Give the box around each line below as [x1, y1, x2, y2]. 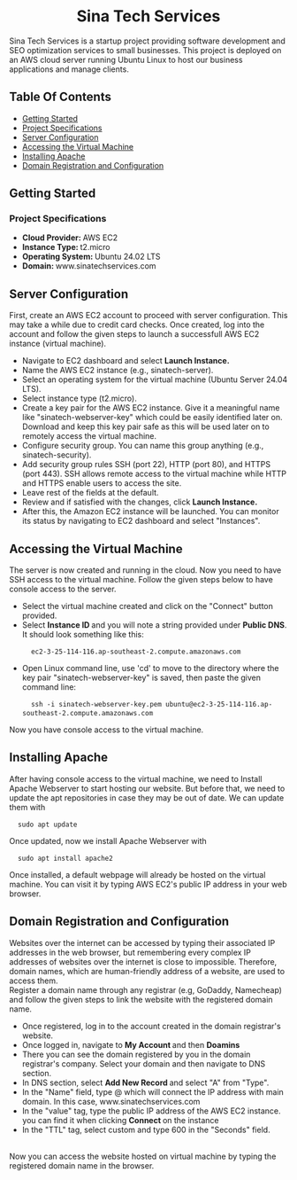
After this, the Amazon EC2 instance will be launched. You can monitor [21, 506, 280, 517]
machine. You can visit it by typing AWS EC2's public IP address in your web [9, 879, 287, 889]
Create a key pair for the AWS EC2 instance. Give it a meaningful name [21, 402, 280, 413]
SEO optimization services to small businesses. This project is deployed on [9, 44, 282, 55]
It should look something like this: [21, 629, 144, 640]
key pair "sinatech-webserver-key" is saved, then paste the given [21, 672, 262, 684]
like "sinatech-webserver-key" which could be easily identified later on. [21, 412, 283, 423]
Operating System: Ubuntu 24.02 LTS [21, 251, 161, 262]
